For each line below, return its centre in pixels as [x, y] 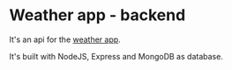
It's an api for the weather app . [65, 39]
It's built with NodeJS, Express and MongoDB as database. [116, 56]
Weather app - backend [97, 15]
